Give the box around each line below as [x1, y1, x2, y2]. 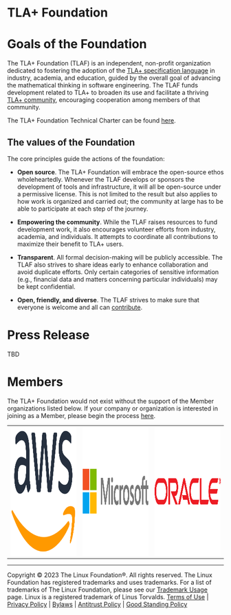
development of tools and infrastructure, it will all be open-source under [16, 183, 221, 191]
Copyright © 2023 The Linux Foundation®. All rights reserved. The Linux [7, 571, 213, 579]
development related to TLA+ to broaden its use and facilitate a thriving [7, 88, 209, 97]
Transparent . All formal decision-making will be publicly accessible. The [16, 253, 223, 261]
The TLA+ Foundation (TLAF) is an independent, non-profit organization [7, 59, 211, 67]
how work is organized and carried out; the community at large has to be [16, 197, 223, 205]
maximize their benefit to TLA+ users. [16, 240, 124, 248]
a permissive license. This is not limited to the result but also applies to [16, 189, 218, 198]
